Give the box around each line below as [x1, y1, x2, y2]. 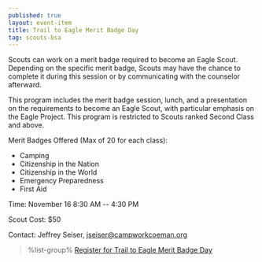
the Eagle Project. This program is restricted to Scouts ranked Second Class [8, 112, 254, 122]
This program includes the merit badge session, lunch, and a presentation [8, 95, 248, 105]
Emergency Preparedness [19, 176, 104, 186]
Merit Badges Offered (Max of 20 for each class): [8, 135, 168, 146]
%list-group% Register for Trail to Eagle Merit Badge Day [27, 245, 212, 255]
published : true [8, 11, 61, 20]
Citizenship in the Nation [19, 159, 100, 169]
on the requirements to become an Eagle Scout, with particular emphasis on [8, 104, 254, 113]
